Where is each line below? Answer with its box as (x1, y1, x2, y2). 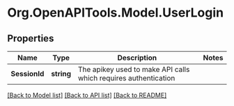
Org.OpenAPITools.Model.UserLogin (7, 5, 224, 21)
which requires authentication (77, 73, 175, 82)
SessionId (10, 69, 45, 78)
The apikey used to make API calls (77, 64, 190, 74)
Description (117, 53, 157, 62)
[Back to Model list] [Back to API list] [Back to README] (7, 91, 167, 99)
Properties (7, 33, 54, 44)
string (51, 69, 72, 78)
